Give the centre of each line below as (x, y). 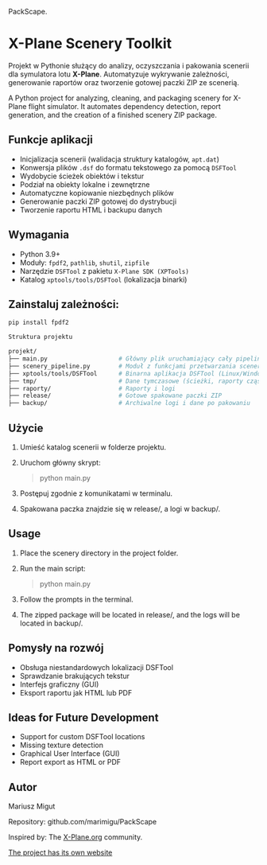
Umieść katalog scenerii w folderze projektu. (93, 447)
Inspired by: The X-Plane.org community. (75, 837)
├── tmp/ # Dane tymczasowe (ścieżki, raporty (126, 381)
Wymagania (39, 235)
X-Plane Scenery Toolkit (90, 44)
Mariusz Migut (32, 806)
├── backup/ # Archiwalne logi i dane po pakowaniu (129, 403)
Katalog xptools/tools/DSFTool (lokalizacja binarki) (103, 279)
